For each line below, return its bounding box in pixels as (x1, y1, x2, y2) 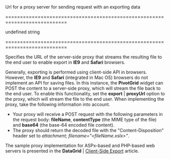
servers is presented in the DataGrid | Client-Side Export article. (5, 148, 140, 154)
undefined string (5, 29, 40, 35)
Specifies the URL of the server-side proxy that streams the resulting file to (5, 54, 162, 60)
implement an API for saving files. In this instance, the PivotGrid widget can (5, 80, 163, 86)
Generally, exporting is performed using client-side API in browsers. (5, 69, 147, 75)
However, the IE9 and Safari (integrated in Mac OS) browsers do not (5, 74, 148, 81)
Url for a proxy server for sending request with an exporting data (5, 4, 141, 10)
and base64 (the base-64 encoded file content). (12, 122, 115, 128)
